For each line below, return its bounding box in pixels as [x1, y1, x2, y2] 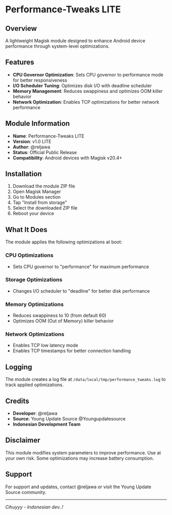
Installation [5, 169, 42, 178]
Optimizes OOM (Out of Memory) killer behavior [12, 318, 114, 324]
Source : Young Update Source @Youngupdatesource [12, 416, 126, 422]
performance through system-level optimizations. [5, 43, 110, 49]
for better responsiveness [12, 77, 68, 83]
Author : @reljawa [12, 144, 50, 150]
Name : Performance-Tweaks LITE [12, 132, 84, 139]
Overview [5, 24, 37, 33]
